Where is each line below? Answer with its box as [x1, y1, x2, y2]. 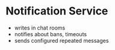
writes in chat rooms [14, 24, 66, 31]
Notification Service [5, 4, 108, 18]
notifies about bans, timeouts [14, 30, 87, 37]
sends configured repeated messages [14, 37, 109, 44]
